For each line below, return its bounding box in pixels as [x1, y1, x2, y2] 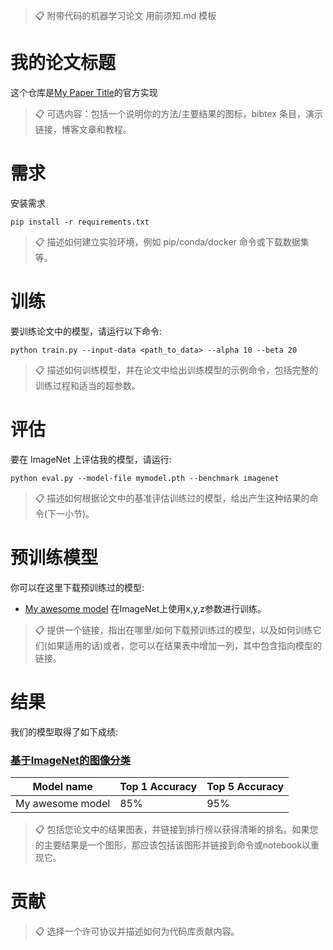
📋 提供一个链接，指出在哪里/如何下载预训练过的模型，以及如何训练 [34, 624, 313, 636]
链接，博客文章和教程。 [34, 123, 132, 135]
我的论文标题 [10, 52, 117, 74]
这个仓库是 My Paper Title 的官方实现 [10, 86, 158, 98]
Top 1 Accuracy [119, 779, 198, 793]
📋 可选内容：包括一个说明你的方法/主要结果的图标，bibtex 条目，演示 [34, 107, 323, 119]
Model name [32, 779, 93, 793]
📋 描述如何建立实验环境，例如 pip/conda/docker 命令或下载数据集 [34, 235, 310, 248]
